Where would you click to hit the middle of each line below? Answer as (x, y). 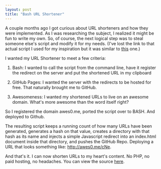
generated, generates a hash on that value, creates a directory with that (77, 131)
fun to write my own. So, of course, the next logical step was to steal (74, 38)
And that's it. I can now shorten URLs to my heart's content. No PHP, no (77, 156)
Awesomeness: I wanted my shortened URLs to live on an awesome (80, 97)
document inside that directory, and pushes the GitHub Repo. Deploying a (79, 141)
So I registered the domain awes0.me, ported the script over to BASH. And (80, 111)
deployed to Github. (25, 116)
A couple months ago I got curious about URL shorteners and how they (77, 28)
